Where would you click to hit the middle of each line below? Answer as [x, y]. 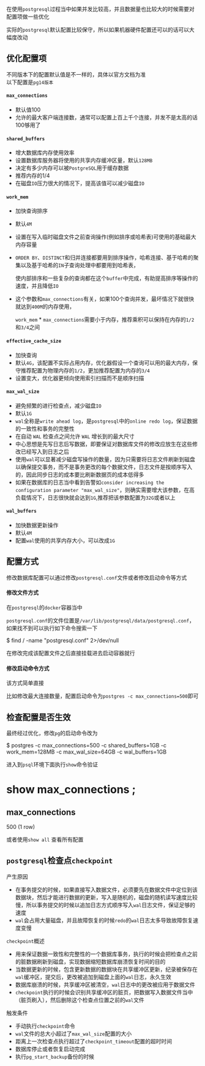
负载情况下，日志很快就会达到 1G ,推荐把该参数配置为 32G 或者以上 [95, 497]
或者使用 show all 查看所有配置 [45, 840]
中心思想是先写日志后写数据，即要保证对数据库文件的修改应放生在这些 [104, 444]
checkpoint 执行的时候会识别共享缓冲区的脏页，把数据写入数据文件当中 [104, 992]
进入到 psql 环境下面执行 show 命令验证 [52, 765]
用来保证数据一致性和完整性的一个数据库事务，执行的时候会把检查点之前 [106, 954]
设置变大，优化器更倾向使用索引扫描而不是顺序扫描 [80, 378]
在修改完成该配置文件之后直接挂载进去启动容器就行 [71, 653]
